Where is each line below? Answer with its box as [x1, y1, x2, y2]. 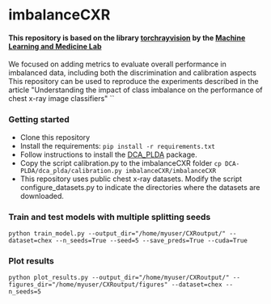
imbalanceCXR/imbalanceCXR [125, 167, 217, 175]
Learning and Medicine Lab [8, 41, 102, 51]
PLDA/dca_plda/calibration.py [19, 167, 123, 175]
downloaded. [19, 191, 65, 201]
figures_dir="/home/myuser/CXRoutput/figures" [8, 281, 168, 289]
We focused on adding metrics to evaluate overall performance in [8, 59, 227, 70]
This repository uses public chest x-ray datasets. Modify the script [19, 174, 243, 184]
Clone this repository [19, 132, 91, 142]
